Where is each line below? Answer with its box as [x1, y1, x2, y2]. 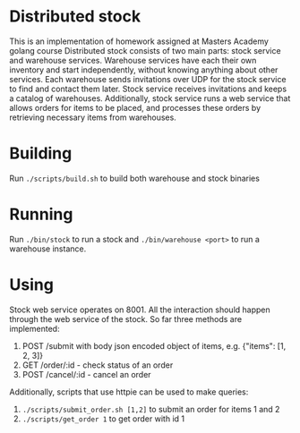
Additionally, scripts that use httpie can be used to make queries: [9, 386, 249, 397]
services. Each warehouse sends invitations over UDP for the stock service [9, 73, 287, 84]
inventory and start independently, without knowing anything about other [9, 64, 279, 75]
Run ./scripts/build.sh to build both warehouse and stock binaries [9, 173, 260, 183]
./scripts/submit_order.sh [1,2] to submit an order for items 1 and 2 [21, 403, 280, 414]
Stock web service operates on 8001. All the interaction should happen [9, 304, 270, 315]
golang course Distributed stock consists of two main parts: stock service [9, 45, 281, 55]
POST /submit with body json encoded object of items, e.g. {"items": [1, [21, 340, 287, 351]
